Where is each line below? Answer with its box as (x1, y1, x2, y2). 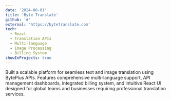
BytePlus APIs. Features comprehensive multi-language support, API (5, 75, 150, 81)
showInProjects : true (5, 55, 52, 60)
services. (5, 91, 25, 97)
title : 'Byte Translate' (5, 12, 59, 17)
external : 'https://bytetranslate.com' (5, 22, 91, 27)
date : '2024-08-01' (5, 7, 47, 13)
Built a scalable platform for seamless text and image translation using (5, 69, 154, 75)
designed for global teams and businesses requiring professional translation (5, 86, 166, 92)
